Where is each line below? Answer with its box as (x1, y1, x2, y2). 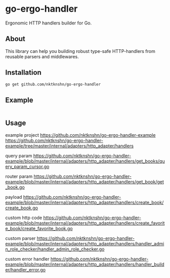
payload (5, 194, 22, 200)
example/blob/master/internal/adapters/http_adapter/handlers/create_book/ (5, 199, 164, 206)
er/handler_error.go (5, 267, 46, 273)
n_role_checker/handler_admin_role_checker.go (5, 246, 105, 252)
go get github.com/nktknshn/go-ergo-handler (5, 82, 101, 87)
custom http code (5, 214, 42, 221)
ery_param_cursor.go (5, 164, 50, 170)
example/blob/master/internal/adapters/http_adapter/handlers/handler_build (5, 261, 165, 267)
